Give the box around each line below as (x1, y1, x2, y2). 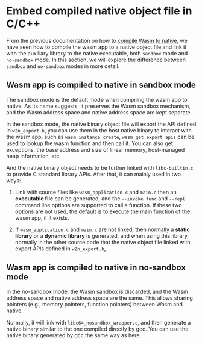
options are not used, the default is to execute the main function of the (14, 208, 191, 215)
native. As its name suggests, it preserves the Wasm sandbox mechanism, (6, 102, 191, 110)
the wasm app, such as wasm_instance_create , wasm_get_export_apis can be (6, 133, 195, 140)
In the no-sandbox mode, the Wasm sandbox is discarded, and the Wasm (6, 288, 189, 295)
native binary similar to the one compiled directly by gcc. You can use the (6, 325, 189, 332)
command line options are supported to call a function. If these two (14, 201, 182, 208)
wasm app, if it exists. (14, 214, 69, 221)
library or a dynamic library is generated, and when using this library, (14, 232, 189, 239)
